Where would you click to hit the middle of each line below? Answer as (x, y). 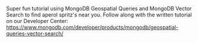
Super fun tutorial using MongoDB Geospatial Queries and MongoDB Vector (99, 9)
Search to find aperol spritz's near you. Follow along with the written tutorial (99, 15)
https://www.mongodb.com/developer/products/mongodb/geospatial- (92, 27)
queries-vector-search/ (35, 34)
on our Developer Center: (37, 21)
